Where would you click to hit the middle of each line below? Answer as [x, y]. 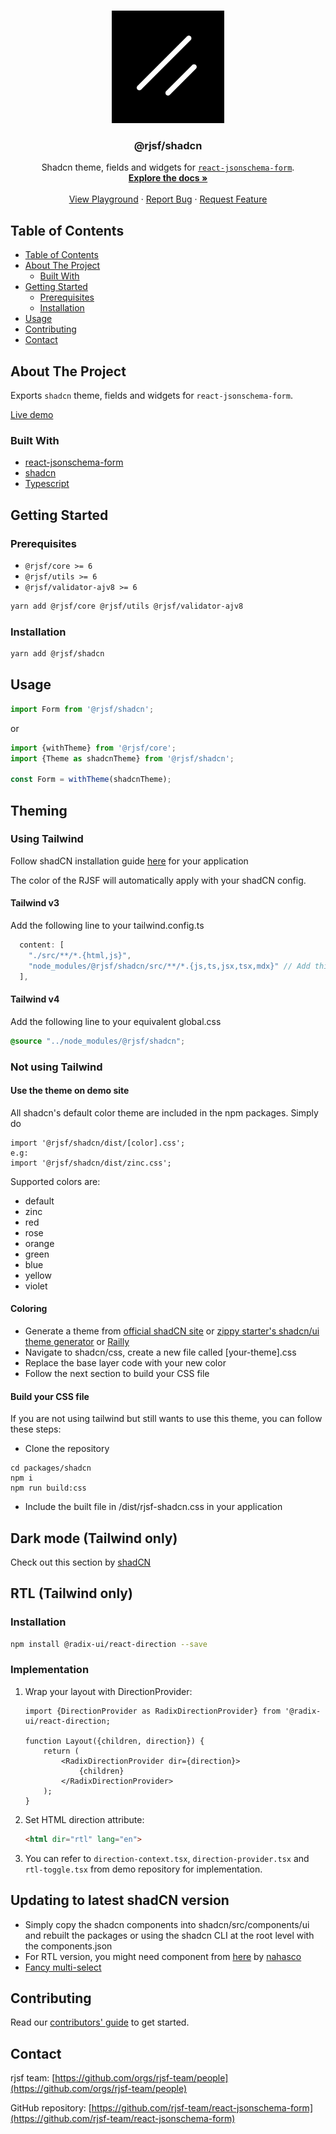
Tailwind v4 [35, 999]
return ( [61, 1751]
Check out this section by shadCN [81, 1562]
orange [39, 1243]
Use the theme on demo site [70, 1091]
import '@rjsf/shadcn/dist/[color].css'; [98, 1143]
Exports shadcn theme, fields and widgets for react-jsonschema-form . [151, 395]
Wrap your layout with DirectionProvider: [108, 1691]
